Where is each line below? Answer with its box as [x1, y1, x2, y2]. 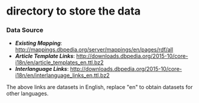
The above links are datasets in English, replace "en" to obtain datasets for [6, 84, 193, 91]
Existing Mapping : [15, 39, 62, 47]
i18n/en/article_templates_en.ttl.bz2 [15, 59, 104, 66]
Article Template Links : [15, 53, 75, 60]
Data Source [6, 26, 44, 35]
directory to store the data [6, 4, 141, 18]
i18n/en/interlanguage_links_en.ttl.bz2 [15, 71, 110, 79]
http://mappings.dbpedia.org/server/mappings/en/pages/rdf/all [15, 46, 174, 53]
